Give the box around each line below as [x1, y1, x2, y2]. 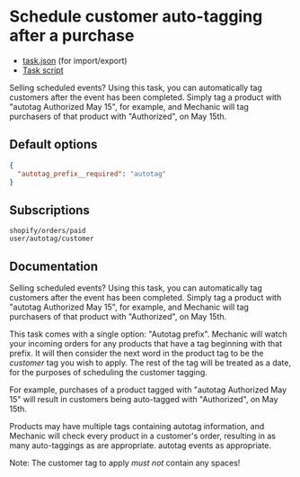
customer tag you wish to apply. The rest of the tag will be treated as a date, [9, 357, 292, 368]
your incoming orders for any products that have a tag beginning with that [9, 338, 283, 348]
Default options [9, 137, 98, 152]
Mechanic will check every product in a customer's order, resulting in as [9, 430, 277, 441]
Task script [22, 65, 65, 76]
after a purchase [9, 25, 135, 46]
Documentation [9, 258, 99, 274]
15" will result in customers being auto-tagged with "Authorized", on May [9, 394, 278, 404]
